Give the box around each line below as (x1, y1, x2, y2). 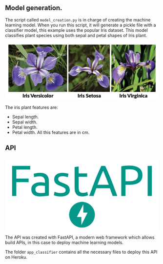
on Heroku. (5, 254, 28, 260)
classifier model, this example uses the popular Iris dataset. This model (5, 27, 148, 33)
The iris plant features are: (5, 104, 58, 110)
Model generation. (5, 4, 62, 12)
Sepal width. (12, 119, 38, 125)
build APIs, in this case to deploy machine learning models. (5, 240, 123, 245)
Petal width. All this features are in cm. (12, 129, 90, 136)
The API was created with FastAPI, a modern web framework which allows (5, 234, 155, 241)
